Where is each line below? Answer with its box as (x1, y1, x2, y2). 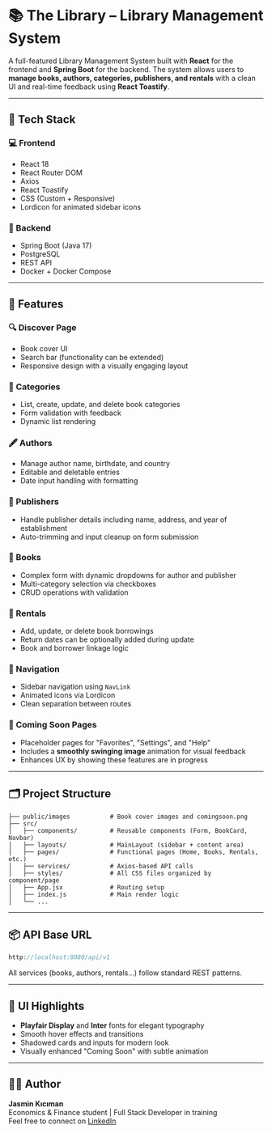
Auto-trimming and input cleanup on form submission (19, 532, 199, 541)
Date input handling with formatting (19, 476, 138, 486)
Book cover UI (19, 343, 68, 353)
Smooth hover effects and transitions (19, 1029, 144, 1038)
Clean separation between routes (19, 699, 132, 709)
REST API (19, 257, 53, 267)
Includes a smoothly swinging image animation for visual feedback (19, 746, 246, 756)
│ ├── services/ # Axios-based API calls (8, 862, 194, 870)
